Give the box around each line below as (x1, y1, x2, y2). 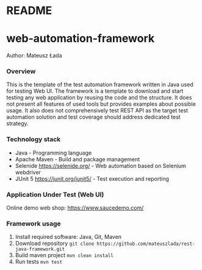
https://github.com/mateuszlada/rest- (96, 241, 195, 247)
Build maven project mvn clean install (15, 252, 114, 259)
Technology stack (6, 135, 61, 144)
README (6, 4, 52, 18)
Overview (6, 67, 36, 76)
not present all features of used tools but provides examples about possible (6, 100, 197, 108)
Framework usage (6, 219, 61, 228)
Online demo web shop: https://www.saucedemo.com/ (6, 204, 144, 211)
